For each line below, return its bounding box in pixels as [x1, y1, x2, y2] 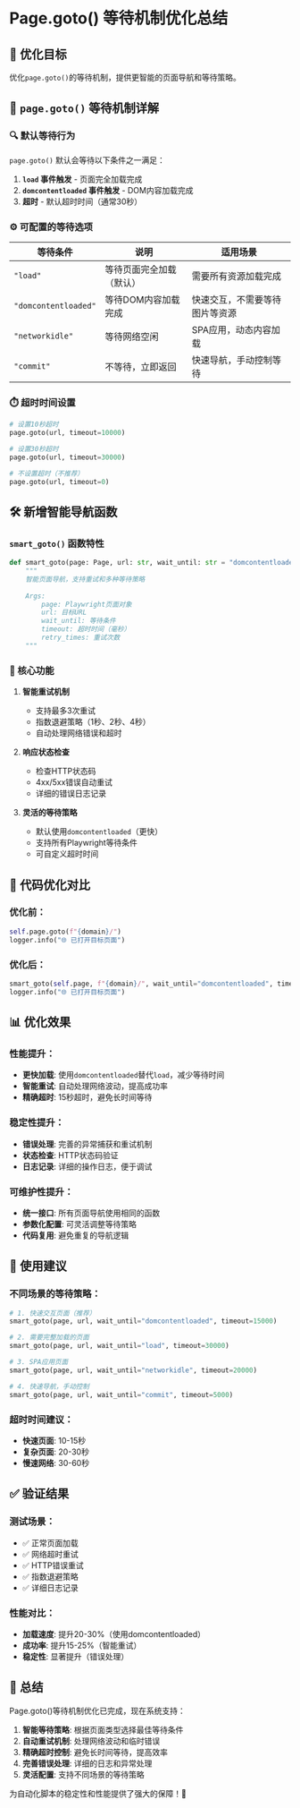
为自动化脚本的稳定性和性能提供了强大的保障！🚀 [9, 1787, 187, 1799]
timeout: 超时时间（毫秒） [41, 625, 131, 634]
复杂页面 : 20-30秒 [21, 1446, 89, 1457]
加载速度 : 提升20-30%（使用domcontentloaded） [21, 1628, 206, 1639]
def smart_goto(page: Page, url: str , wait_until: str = [9, 559, 226, 567]
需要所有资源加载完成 [191, 269, 281, 282]
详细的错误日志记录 [35, 789, 107, 799]
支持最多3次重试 [35, 705, 96, 716]
